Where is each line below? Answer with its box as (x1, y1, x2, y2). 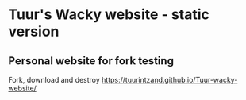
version (8, 22, 60, 40)
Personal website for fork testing (8, 54, 175, 67)
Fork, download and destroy (8, 75, 101, 84)
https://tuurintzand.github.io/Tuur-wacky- (102, 75, 238, 84)
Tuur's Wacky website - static (8, 6, 210, 24)
